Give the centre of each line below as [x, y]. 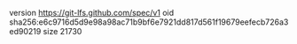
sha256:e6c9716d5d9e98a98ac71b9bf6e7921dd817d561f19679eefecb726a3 [149, 22]
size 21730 [63, 31]
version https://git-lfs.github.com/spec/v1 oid [92, 13]
